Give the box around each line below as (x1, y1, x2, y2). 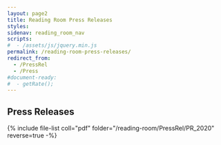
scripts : (7, 36, 32, 43)
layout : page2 (7, 10, 48, 17)
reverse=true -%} (7, 131, 57, 140)
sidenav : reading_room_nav (7, 29, 85, 36)
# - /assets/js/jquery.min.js (7, 42, 97, 49)
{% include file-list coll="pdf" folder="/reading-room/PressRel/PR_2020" (7, 124, 215, 133)
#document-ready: (7, 74, 57, 81)
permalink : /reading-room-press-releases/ (7, 49, 131, 56)
